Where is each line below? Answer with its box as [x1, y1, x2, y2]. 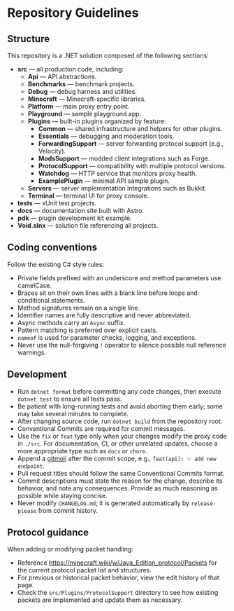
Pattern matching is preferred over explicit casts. [17, 326, 159, 334]
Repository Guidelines [7, 5, 139, 21]
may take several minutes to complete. [17, 409, 129, 418]
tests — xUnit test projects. [17, 199, 96, 207]
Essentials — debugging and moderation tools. [38, 132, 175, 140]
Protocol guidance [7, 527, 89, 539]
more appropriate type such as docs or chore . [17, 446, 148, 455]
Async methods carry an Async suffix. [17, 318, 126, 327]
